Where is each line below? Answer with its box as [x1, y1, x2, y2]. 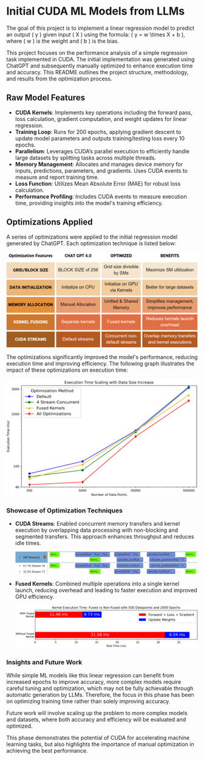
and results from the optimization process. [6, 75, 112, 82]
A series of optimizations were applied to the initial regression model [6, 233, 178, 240]
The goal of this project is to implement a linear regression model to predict [6, 24, 195, 32]
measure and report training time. [15, 173, 99, 181]
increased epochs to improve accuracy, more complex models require [6, 678, 182, 686]
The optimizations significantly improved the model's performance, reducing [6, 353, 198, 360]
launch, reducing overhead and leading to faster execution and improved [15, 587, 197, 594]
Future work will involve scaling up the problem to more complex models [6, 709, 188, 717]
